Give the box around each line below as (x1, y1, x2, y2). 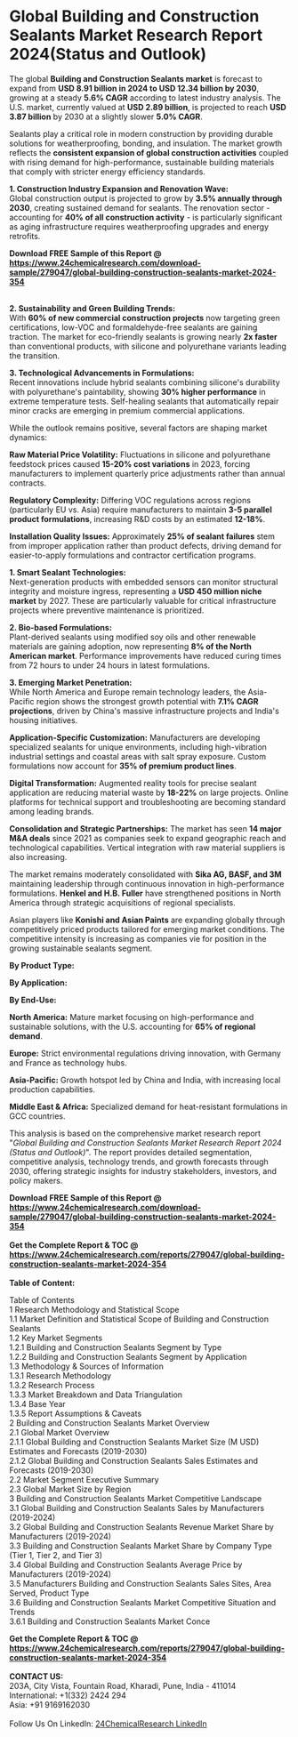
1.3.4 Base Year (9, 1398, 67, 1409)
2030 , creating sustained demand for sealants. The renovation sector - (9, 202, 270, 213)
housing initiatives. (9, 714, 78, 726)
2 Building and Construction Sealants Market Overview (9, 1417, 211, 1428)
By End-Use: (9, 994, 57, 1005)
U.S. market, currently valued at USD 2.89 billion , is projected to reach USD (9, 101, 286, 112)
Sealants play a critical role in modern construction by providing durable (9, 128, 274, 139)
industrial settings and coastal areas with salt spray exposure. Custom (9, 751, 267, 761)
